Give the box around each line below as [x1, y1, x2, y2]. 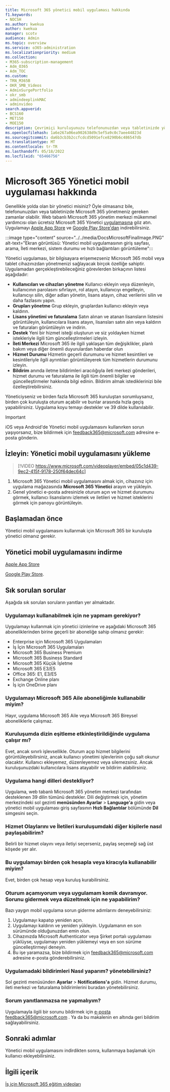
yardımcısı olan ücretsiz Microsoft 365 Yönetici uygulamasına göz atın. [5, 219, 152, 225]
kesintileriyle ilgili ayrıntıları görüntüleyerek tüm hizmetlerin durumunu [12, 356, 158, 363]
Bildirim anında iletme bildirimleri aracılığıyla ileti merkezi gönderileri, [12, 367, 156, 373]
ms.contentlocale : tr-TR [5, 144, 58, 150]
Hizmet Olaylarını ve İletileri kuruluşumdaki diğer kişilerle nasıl [5, 823, 162, 830]
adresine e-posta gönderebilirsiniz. [12, 955, 86, 961]
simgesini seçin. [5, 810, 39, 816]
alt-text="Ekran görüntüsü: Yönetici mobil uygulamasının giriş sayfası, [5, 240, 150, 246]
